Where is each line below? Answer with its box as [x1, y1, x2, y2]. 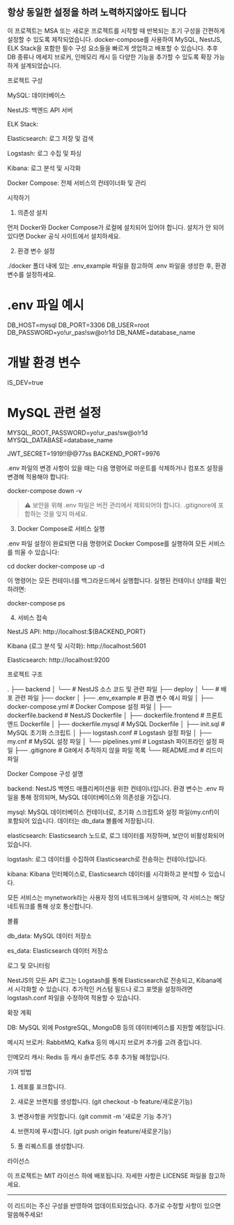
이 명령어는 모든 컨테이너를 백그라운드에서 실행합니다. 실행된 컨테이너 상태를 [7, 576, 214, 585]
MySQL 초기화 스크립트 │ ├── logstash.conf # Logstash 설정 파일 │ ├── [7, 728, 212, 737]
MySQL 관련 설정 [7, 405, 102, 421]
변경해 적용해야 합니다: [7, 472, 69, 481]
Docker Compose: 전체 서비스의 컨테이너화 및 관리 [7, 179, 146, 187]
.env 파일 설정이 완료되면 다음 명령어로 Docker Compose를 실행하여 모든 [7, 539, 207, 548]
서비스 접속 [17, 613, 48, 622]
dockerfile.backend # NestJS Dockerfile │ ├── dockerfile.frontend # [7, 711, 205, 719]
